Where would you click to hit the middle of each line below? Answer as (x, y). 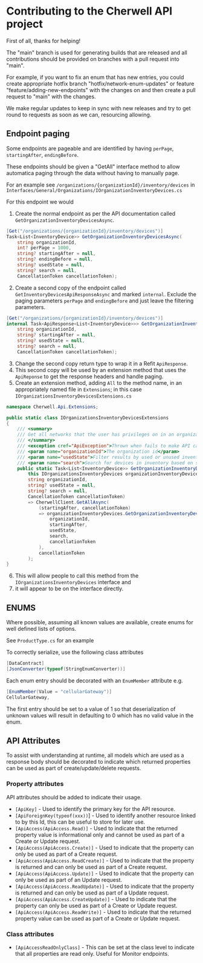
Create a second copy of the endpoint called (70, 288)
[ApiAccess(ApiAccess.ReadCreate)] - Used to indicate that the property (105, 860)
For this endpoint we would (40, 202)
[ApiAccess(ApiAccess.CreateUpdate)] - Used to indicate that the (96, 899)
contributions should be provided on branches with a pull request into (93, 59)
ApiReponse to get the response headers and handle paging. (89, 376)
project (25, 24)
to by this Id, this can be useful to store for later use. (80, 822)
